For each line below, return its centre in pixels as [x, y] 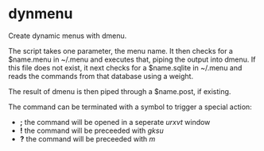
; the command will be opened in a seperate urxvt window [115, 122]
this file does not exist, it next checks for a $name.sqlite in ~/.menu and [125, 67]
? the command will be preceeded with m [87, 138]
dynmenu [41, 14]
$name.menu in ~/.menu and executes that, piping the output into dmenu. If [132, 59]
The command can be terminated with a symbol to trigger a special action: [130, 107]
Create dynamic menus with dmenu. [68, 36]
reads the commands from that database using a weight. [101, 76]
